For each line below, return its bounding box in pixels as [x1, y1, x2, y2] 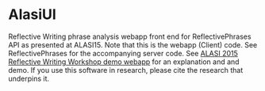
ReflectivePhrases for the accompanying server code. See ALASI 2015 [8, 48, 238, 58]
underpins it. [8, 74, 50, 83]
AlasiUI [8, 6, 57, 24]
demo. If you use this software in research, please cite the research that [8, 65, 244, 74]
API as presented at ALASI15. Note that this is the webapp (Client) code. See [8, 40, 258, 49]
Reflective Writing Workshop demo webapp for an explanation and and [8, 57, 240, 66]
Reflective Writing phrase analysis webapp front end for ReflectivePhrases [8, 32, 252, 41]
